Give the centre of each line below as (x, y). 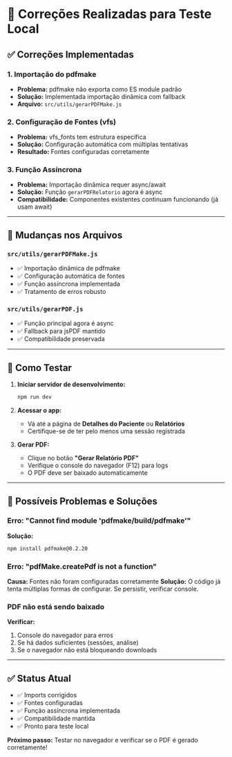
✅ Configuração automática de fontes (71, 276)
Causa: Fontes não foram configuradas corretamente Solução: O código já (114, 581)
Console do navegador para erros (65, 635)
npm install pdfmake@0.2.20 (48, 548)
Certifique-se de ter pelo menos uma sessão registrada (106, 431)
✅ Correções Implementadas (71, 54)
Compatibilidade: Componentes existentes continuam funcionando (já (118, 200)
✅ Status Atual (39, 678)
